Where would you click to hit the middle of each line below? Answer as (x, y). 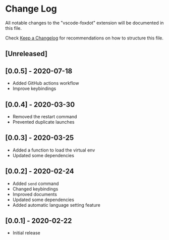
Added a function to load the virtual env (54, 150)
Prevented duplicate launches (43, 122)
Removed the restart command (45, 116)
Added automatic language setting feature (57, 205)
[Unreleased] (26, 54)
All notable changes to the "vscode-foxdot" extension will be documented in (84, 23)
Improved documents (35, 194)
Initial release (26, 233)
